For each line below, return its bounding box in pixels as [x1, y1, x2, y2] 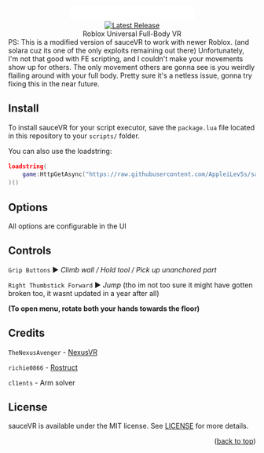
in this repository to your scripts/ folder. [8, 131, 140, 141]
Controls [8, 244, 52, 258]
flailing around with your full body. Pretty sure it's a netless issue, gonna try [8, 71, 253, 80]
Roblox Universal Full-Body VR [82, 29, 182, 38]
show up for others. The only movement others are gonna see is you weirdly [8, 62, 255, 71]
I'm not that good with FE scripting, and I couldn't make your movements [8, 53, 244, 64]
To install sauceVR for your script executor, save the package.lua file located [8, 122, 255, 132]
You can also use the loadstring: [8, 146, 112, 155]
